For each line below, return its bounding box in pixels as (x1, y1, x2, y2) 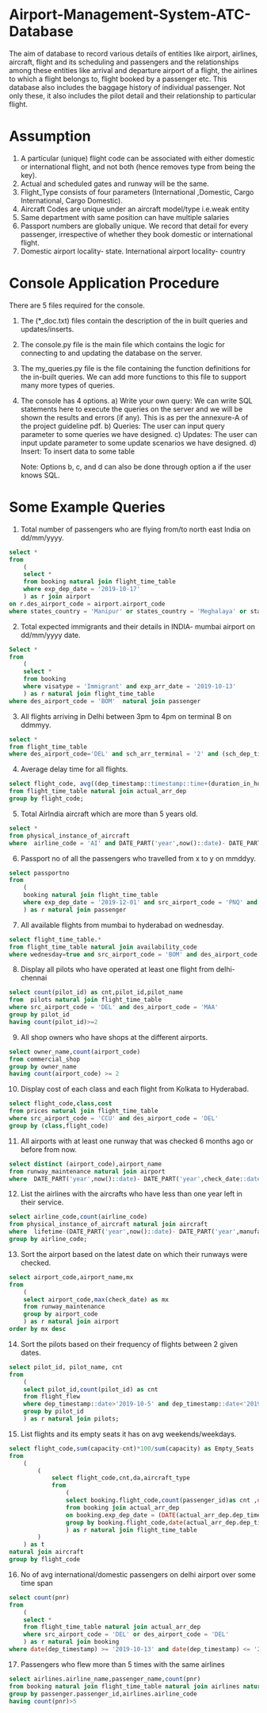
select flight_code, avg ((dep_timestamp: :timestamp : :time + (9, 780, 208, 788)
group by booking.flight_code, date (65, 1518, 183, 1526)
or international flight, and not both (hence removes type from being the (20, 161, 256, 172)
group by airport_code (23, 1310, 98, 1318)
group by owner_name (9, 1062, 78, 1070)
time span (20, 1578, 54, 1587)
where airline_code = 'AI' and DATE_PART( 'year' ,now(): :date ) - (9, 839, 226, 847)
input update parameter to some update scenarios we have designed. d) (20, 438, 257, 447)
